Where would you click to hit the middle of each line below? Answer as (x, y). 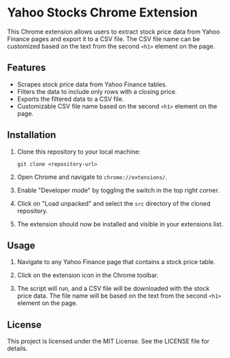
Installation (32, 135)
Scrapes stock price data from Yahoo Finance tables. (92, 84)
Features (26, 68)
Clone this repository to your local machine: (79, 152)
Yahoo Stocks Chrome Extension (102, 13)
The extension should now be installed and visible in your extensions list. (120, 224)
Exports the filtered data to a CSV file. (70, 99)
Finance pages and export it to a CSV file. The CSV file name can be (104, 38)
